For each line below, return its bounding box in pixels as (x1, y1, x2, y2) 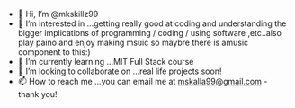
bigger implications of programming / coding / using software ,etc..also (17, 28, 282, 38)
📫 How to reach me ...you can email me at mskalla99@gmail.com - (17, 76, 268, 86)
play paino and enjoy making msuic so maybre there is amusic (17, 37, 249, 48)
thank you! (17, 89, 58, 99)
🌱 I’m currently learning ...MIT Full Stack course (17, 57, 194, 67)
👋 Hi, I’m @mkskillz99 (17, 9, 99, 19)
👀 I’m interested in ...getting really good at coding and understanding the (17, 18, 287, 29)
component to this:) (17, 47, 92, 58)
